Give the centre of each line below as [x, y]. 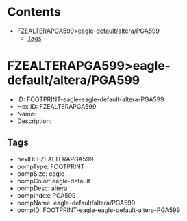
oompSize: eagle [41, 173]
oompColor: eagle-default [53, 181]
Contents [34, 12]
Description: [34, 121]
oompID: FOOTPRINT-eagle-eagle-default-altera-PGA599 [98, 210]
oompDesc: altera [42, 188]
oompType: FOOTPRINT [51, 166]
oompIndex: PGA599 [46, 195]
